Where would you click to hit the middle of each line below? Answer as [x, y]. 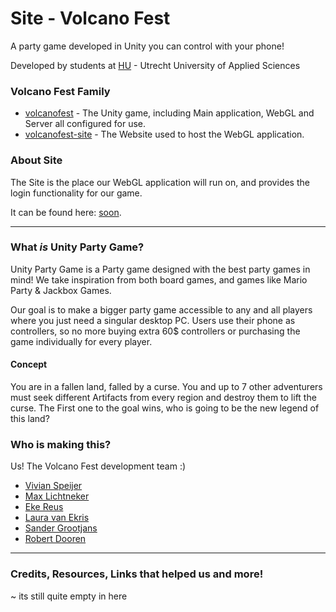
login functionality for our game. [76, 193]
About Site [36, 160]
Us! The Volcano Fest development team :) [98, 466]
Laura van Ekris [57, 518]
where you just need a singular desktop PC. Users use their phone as [153, 320]
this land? [30, 419]
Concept [29, 364]
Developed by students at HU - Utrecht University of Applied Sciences [155, 65]
